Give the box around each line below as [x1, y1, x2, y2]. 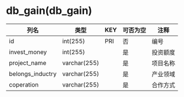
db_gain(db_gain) [6, 4, 93, 17]
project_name [9, 59, 47, 67]
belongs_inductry [9, 70, 57, 78]
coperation [9, 80, 39, 88]
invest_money [9, 48, 47, 56]
